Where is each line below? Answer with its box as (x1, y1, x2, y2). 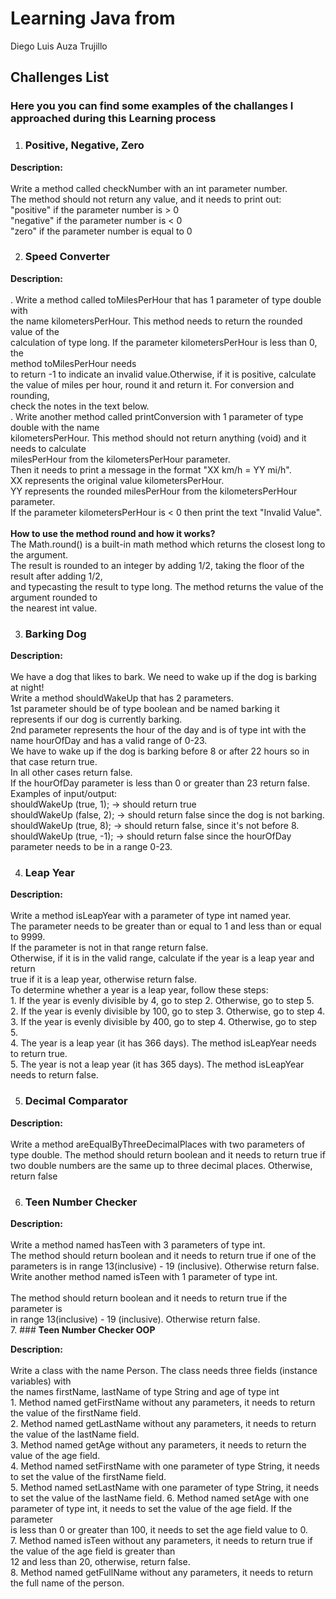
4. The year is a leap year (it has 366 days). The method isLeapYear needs (10, 1037, 317, 1049)
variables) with (10, 1375, 72, 1387)
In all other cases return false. (10, 767, 133, 779)
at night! (10, 682, 45, 694)
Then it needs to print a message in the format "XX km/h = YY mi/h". (10, 463, 292, 476)
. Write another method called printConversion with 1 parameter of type (10, 410, 304, 422)
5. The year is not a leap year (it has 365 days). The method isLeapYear (10, 1058, 305, 1071)
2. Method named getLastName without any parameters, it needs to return (10, 1418, 317, 1430)
